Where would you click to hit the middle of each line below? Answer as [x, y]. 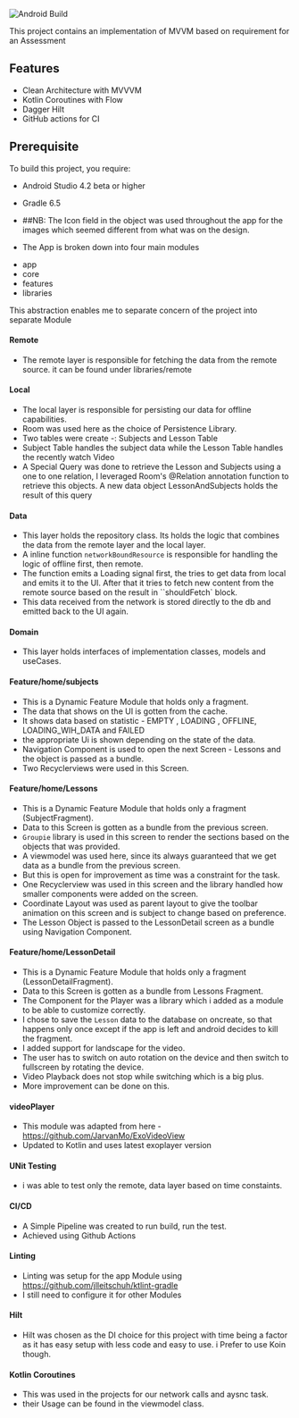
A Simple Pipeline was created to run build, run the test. [125, 1226]
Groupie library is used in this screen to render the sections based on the [156, 836]
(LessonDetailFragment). [67, 982]
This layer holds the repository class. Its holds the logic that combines [150, 535]
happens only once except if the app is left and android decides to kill [150, 1029]
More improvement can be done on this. [96, 1087]
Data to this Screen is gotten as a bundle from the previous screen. [145, 827]
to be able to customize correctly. [84, 1011]
